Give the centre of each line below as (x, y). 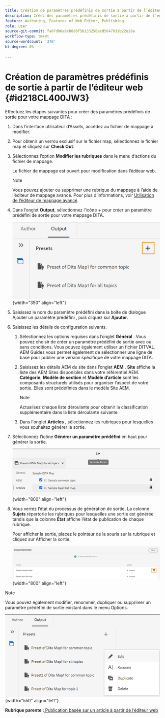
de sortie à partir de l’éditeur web (74, 87)
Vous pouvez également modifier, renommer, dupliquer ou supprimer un (78, 602)
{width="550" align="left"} (32, 700)
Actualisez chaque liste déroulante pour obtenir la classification (84, 407)
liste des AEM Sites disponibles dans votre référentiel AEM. (79, 372)
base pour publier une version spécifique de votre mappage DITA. (86, 357)
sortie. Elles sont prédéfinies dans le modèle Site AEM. (75, 388)
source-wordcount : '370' (30, 42)
